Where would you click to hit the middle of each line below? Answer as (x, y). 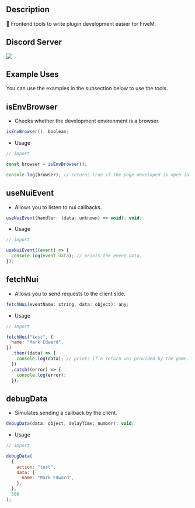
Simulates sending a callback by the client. (66, 413)
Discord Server (34, 42)
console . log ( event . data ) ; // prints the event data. (77, 256)
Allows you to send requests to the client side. (70, 294)
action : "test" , (36, 467)
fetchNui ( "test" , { (30, 337)
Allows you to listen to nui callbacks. (58, 207)
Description (28, 10)
